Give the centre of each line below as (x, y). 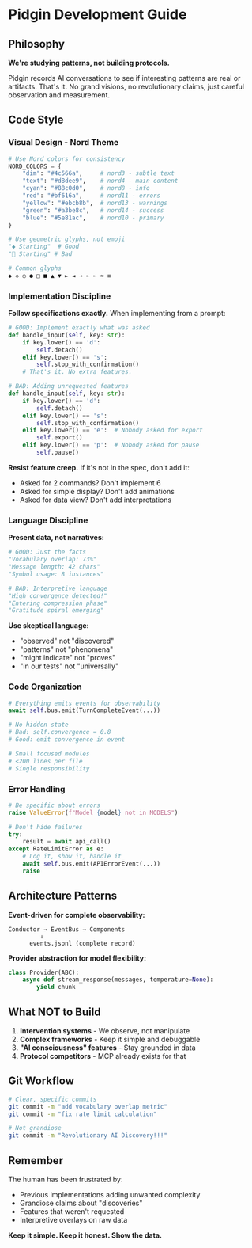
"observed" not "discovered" (67, 641)
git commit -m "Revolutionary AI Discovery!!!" (88, 1136)
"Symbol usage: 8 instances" (56, 574)
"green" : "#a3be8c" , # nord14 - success (93, 210)
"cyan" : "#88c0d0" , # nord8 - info (86, 188)
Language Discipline (48, 520)
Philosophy (37, 44)
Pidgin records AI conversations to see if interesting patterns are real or (124, 78)
